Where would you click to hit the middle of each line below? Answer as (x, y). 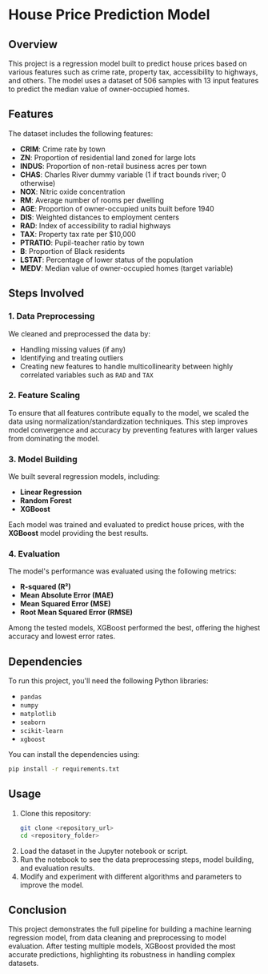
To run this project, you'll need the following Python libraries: (109, 681)
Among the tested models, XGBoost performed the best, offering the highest (134, 628)
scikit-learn (42, 731)
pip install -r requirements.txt (64, 769)
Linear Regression (51, 492)
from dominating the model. (54, 438)
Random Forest (46, 501)
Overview (33, 44)
